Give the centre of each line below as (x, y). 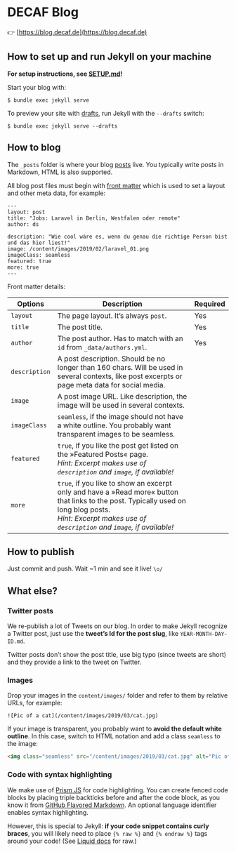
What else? (32, 591)
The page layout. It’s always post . (112, 315)
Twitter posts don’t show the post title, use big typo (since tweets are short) (117, 655)
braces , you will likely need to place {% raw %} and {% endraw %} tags (107, 833)
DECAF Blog (43, 12)
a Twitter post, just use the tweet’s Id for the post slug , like (93, 634)
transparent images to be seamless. (116, 434)
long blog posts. (84, 510)
